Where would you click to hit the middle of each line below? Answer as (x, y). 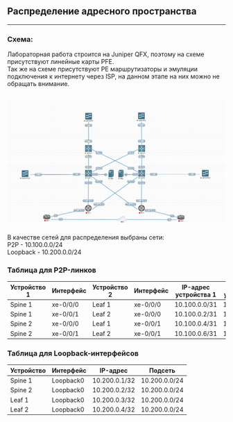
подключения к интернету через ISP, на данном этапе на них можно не (114, 76)
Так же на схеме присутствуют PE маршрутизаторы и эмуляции (102, 69)
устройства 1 (196, 294)
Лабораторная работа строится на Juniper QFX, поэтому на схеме (106, 54)
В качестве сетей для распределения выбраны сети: (86, 237)
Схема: (20, 39)
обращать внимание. (38, 84)
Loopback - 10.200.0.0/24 (44, 252)
